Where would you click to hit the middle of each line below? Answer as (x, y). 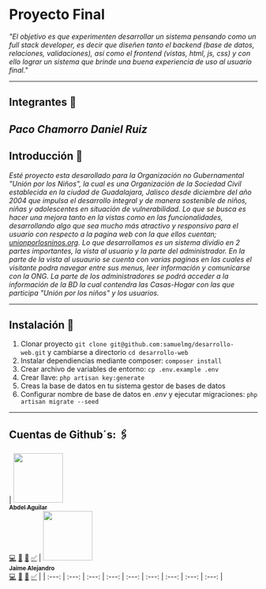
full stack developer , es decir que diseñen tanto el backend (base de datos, (132, 44)
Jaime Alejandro (32, 568)
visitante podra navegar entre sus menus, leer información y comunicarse (130, 267)
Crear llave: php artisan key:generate (82, 378)
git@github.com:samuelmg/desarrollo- (172, 345)
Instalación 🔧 (41, 325)
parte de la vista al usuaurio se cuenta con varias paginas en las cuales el (130, 259)
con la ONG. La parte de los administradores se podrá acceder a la (119, 276)
